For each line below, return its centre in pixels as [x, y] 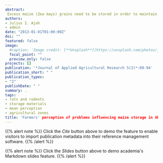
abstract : [15, 9]
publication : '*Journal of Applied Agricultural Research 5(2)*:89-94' [79, 68]
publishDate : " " [23, 86]
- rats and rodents [25, 100]
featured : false [21, 41]
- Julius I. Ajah [23, 23]
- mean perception [24, 109]
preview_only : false [30, 59]
